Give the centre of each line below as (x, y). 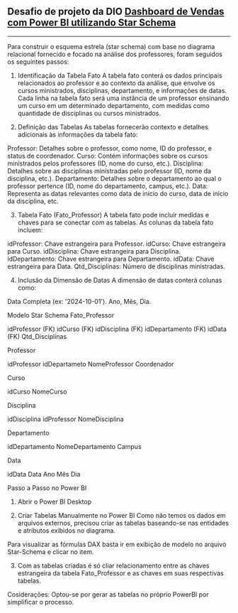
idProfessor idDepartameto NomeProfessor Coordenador (91, 364)
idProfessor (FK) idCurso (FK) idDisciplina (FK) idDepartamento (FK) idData (117, 329)
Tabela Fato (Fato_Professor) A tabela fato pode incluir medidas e (113, 215)
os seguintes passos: (38, 61)
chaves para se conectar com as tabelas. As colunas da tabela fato (115, 222)
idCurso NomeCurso (37, 391)
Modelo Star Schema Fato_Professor (61, 315)
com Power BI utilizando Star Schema (92, 23)
